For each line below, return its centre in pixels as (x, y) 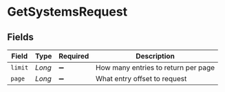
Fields (21, 37)
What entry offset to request (141, 79)
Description (155, 56)
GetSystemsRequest (67, 12)
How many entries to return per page (155, 67)
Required (74, 56)
